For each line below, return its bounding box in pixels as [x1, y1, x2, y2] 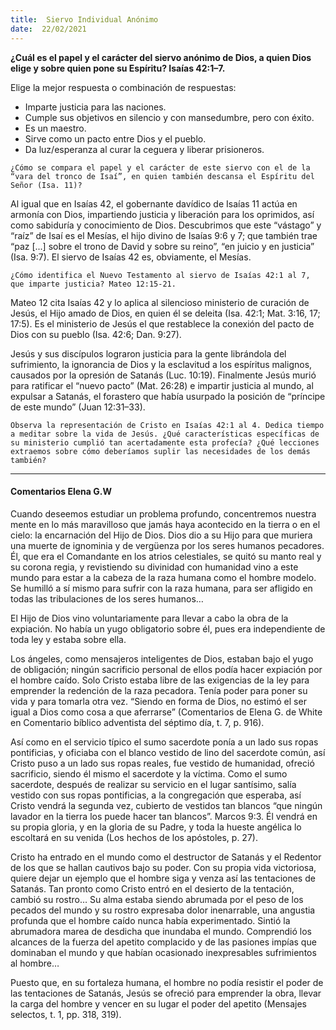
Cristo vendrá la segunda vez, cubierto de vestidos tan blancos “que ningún [10, 799, 323, 811]
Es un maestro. [24, 122, 87, 134]
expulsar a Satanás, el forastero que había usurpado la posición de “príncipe [10, 390, 326, 402]
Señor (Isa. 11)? [10, 180, 83, 190]
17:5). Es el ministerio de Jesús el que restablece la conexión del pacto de [10, 317, 315, 330]
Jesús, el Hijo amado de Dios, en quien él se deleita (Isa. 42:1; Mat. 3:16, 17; [10, 307, 321, 319]
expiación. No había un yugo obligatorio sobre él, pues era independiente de [10, 622, 326, 635]
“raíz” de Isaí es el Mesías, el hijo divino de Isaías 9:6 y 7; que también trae [10, 229, 318, 241]
